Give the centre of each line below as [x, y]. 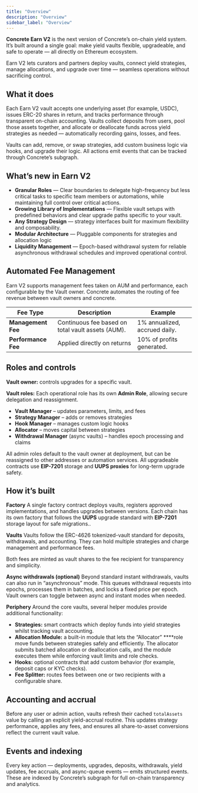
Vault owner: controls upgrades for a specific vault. [69, 382]
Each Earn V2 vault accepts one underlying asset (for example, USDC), [92, 108]
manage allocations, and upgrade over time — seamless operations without [98, 70]
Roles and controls [41, 368]
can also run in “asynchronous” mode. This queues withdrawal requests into [99, 583]
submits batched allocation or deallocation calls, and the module [93, 650]
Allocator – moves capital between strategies [70, 429]
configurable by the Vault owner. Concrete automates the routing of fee [93, 292]
